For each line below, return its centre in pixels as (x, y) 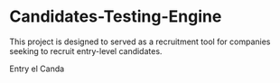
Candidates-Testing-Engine (116, 17)
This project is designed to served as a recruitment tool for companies (140, 41)
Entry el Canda (37, 69)
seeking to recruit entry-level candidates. (86, 51)
